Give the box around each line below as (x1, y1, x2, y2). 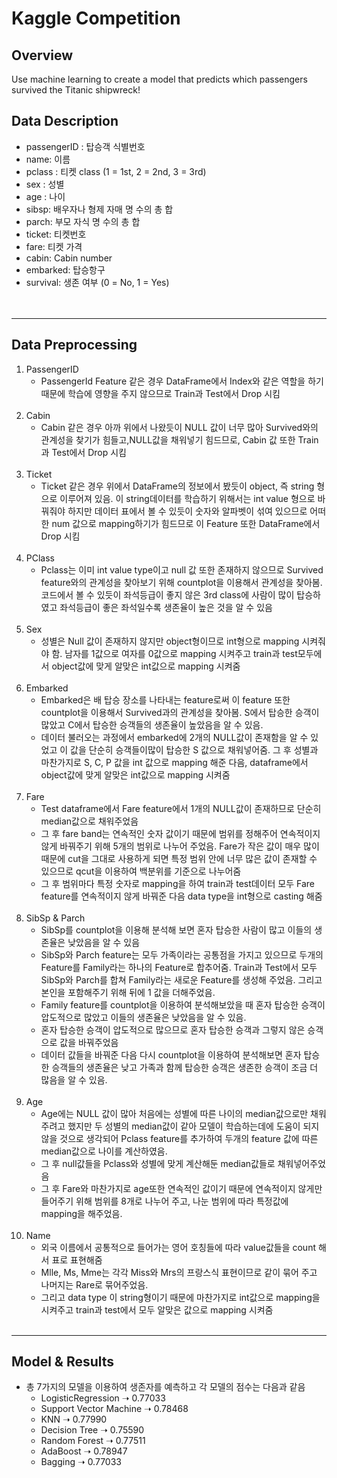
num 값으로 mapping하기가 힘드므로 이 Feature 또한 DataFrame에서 (51, 517, 321, 529)
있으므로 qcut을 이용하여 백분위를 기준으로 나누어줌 (40, 865, 242, 877)
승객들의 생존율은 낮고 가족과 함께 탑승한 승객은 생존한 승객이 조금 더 (51, 1061, 319, 1073)
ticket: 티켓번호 (25, 228, 87, 240)
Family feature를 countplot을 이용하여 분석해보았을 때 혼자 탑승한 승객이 (40, 998, 326, 1011)
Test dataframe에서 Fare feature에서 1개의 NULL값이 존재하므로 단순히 (40, 802, 322, 814)
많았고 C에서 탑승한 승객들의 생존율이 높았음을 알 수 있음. (40, 718, 264, 731)
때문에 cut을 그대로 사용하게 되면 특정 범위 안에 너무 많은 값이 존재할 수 (40, 852, 318, 864)
